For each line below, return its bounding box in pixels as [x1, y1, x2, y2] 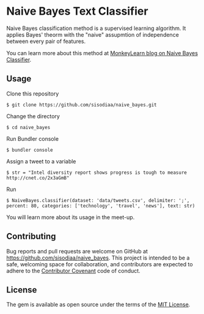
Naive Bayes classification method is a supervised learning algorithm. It [6, 24, 186, 32]
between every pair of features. [6, 37, 86, 45]
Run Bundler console [6, 135, 59, 142]
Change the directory [6, 112, 60, 120]
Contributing [6, 231, 56, 242]
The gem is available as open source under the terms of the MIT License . [6, 301, 191, 308]
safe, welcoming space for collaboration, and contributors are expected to [6, 260, 194, 267]
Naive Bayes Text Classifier [6, 4, 148, 18]
